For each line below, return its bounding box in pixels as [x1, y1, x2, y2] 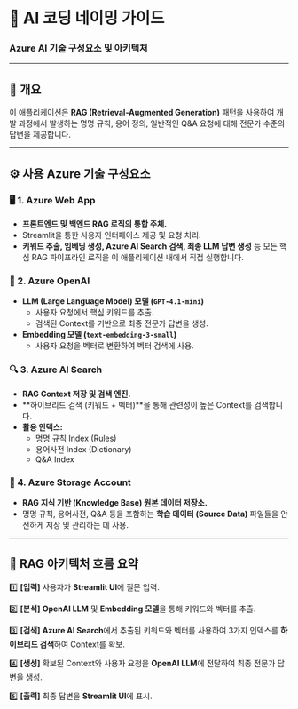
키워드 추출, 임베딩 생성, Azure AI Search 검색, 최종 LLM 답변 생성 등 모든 [21, 241, 278, 251]
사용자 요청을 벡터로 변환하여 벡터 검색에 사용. [35, 340, 194, 351]
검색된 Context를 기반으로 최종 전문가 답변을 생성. [35, 318, 208, 329]
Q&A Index [35, 454, 75, 465]
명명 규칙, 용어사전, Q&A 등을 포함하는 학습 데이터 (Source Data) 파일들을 [21, 508, 279, 519]
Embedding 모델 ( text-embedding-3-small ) [21, 330, 177, 340]
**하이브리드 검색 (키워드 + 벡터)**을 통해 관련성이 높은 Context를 [21, 399, 253, 410]
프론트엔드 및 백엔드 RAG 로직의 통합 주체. [21, 219, 168, 229]
